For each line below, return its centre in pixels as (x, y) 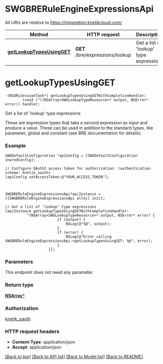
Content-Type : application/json (43, 342)
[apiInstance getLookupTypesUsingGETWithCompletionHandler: (67, 211)
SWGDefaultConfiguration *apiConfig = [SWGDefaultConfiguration (71, 156)
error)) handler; (23, 104)
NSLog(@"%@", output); (89, 224)
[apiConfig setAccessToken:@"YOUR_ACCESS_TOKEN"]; (57, 177)
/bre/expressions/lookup (103, 55)
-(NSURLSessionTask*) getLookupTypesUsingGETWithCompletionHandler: (76, 96)
